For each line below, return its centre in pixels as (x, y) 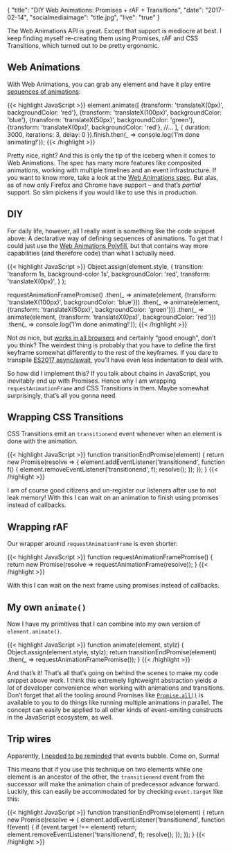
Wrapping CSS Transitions (65, 417)
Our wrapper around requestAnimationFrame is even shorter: (92, 544)
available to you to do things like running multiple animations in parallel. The (115, 703)
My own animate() (47, 607)
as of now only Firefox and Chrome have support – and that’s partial (104, 185)
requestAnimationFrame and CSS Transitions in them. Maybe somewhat (108, 388)
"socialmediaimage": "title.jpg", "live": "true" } (95, 17)
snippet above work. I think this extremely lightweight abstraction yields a (112, 681)
